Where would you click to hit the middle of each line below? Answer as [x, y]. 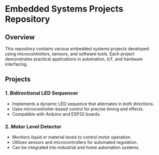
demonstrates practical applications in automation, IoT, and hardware [74, 59]
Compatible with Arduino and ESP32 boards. [56, 114]
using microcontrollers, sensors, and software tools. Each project [70, 54]
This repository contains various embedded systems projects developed [77, 49]
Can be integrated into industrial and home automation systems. [76, 147]
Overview [20, 37]
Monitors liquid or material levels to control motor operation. [72, 137]
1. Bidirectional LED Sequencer [42, 93]
